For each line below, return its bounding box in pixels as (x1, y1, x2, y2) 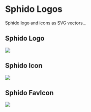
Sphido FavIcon (5, 88, 54, 97)
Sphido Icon (5, 61, 43, 70)
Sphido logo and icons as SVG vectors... (5, 20, 87, 26)
